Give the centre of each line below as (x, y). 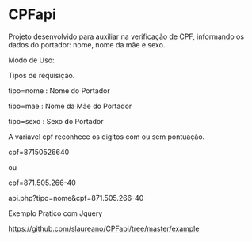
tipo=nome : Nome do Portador (59, 90)
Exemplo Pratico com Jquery (55, 213)
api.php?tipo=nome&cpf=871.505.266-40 (76, 198)
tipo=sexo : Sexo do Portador (56, 121)
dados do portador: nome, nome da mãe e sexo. (87, 44)
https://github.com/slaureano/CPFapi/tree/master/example (104, 228)
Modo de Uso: (31, 60)
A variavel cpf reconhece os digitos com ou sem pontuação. (107, 137)
